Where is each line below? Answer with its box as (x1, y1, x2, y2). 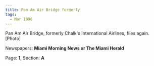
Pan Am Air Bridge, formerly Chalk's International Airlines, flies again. (5, 30, 149, 36)
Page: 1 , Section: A (5, 55, 44, 61)
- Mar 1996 (10, 16, 33, 21)
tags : (5, 12, 17, 17)
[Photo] (5, 35, 21, 41)
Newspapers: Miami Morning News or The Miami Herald (5, 45, 125, 51)
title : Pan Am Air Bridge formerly (5, 7, 80, 12)
